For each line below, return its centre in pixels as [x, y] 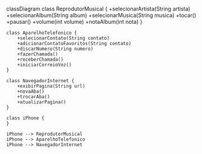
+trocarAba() [34, 97]
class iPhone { [25, 118]
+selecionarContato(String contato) [64, 38]
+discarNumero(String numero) [56, 49]
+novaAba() [31, 91]
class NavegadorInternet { [40, 81]
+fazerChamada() [38, 54]
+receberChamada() [40, 60]
